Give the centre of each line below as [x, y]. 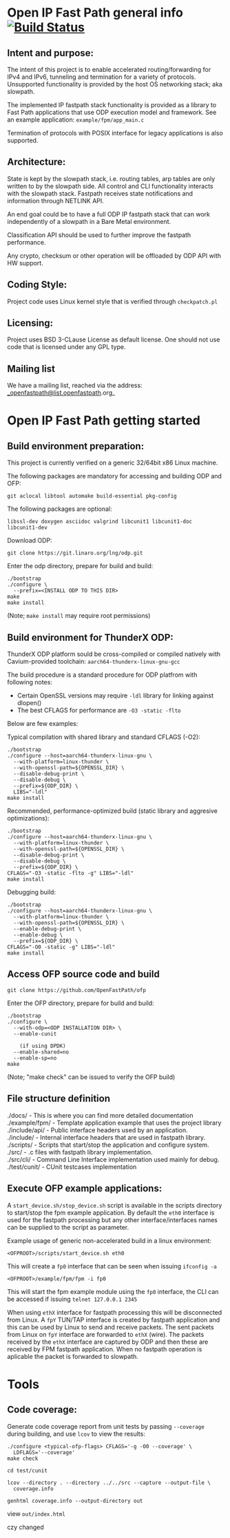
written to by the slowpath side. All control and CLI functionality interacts [110, 186]
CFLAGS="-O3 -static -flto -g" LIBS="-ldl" [71, 873]
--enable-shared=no [41, 1052]
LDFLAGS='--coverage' [44, 1452]
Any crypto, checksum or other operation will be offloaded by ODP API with [114, 255]
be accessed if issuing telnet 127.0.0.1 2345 [72, 1299]
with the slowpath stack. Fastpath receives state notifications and [100, 193]
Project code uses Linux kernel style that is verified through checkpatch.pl [113, 301]
